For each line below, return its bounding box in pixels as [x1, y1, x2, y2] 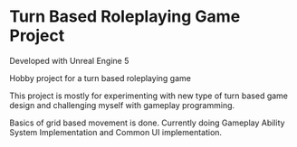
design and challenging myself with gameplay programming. [9, 99, 235, 110]
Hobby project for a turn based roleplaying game [9, 72, 192, 83]
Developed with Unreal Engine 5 [9, 55, 129, 66]
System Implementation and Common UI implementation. [9, 126, 223, 137]
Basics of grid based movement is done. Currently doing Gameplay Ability [9, 117, 285, 128]
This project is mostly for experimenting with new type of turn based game [9, 90, 288, 101]
